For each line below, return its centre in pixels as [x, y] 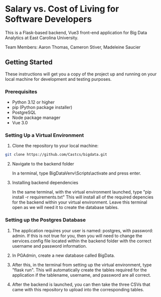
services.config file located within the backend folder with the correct [82, 241]
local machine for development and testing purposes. [58, 79]
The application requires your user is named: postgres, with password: [83, 230]
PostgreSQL [24, 113]
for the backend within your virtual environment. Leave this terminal [80, 202]
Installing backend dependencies [45, 183]
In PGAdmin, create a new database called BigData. [64, 255]
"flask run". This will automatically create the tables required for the [79, 270]
